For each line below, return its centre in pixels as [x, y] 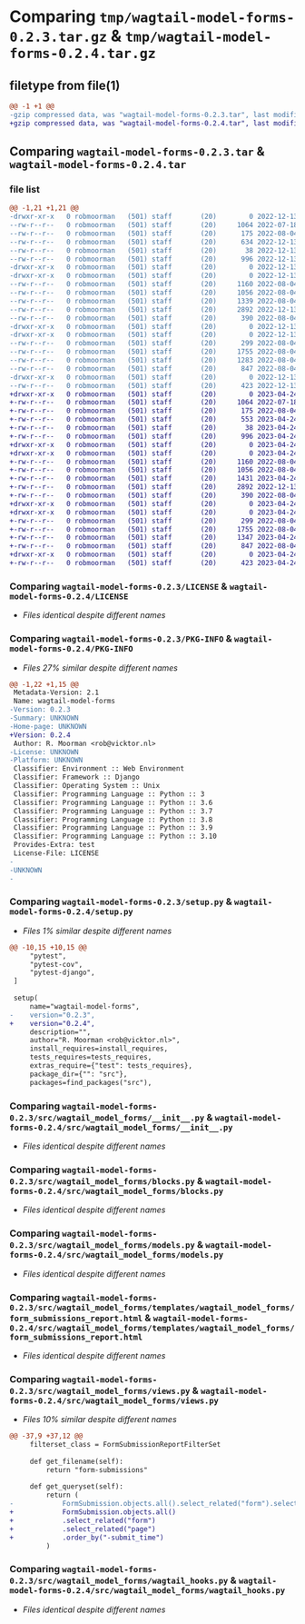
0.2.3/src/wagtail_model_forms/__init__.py [107, 1118]
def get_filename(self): [77, 1461]
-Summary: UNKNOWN [44, 718]
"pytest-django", [62, 973]
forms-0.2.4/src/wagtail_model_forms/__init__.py [121, 1127]
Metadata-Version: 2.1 [56, 692]
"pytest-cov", [56, 964]
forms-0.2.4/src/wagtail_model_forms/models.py [117, 1255]
